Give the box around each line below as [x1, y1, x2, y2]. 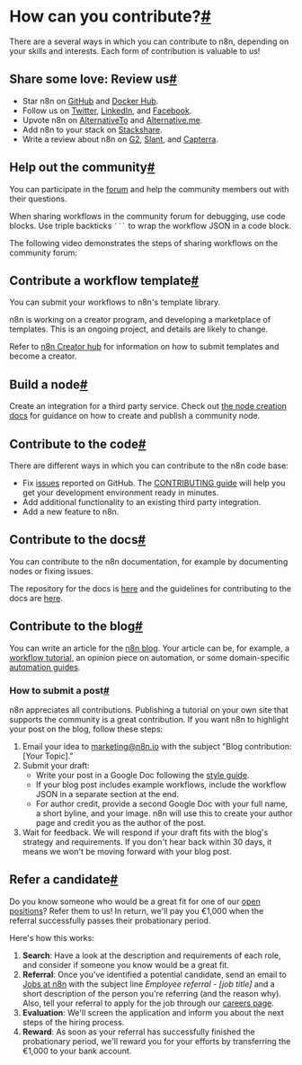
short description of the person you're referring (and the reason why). [22, 988, 281, 998]
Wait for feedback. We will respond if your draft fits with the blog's [22, 827, 269, 838]
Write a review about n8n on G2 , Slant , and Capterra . [22, 133, 218, 145]
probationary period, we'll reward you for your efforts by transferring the [22, 1035, 291, 1046]
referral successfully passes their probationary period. [9, 915, 211, 926]
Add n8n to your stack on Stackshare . [22, 124, 164, 135]
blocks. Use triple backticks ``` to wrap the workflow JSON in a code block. [9, 220, 292, 231]
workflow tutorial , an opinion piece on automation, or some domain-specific [9, 652, 290, 662]
